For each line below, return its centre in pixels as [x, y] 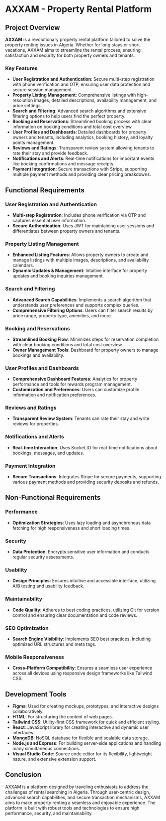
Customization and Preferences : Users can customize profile [76, 390]
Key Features [22, 68]
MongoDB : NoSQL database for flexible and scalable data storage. [81, 738]
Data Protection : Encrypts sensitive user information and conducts [81, 552]
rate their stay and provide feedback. [50, 153]
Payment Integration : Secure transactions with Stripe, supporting [80, 169]
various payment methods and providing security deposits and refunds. [85, 482]
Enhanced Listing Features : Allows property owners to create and [80, 255]
